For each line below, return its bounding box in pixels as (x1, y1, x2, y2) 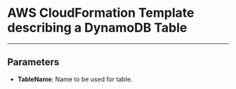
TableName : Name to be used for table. (17, 75, 133, 83)
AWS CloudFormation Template (7, 5, 195, 21)
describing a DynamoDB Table (7, 20, 188, 36)
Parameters (7, 56, 60, 68)
